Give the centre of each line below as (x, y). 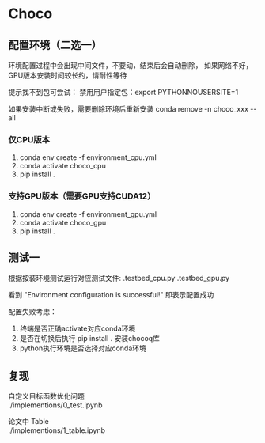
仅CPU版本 (29, 139)
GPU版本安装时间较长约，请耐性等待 (68, 75)
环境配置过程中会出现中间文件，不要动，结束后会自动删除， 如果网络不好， (131, 65)
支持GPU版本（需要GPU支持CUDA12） (82, 196)
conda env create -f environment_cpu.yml (88, 157)
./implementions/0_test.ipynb (55, 405)
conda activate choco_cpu (63, 166)
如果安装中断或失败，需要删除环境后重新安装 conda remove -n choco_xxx (129, 109)
